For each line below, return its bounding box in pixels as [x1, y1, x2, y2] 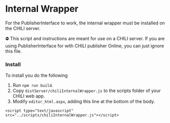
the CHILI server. [5, 25, 41, 31]
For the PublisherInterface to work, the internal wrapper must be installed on [5, 20, 165, 26]
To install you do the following [5, 72, 68, 79]
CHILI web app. [12, 93, 45, 99]
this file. [5, 48, 22, 54]
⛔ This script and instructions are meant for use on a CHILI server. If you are [5, 35, 165, 41]
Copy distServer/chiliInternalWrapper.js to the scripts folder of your [12, 87, 161, 94]
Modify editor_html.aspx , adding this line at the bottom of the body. [12, 99, 155, 105]
